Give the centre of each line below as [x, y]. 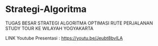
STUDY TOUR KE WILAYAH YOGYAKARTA [49, 28]
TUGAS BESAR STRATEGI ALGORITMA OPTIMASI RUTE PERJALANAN [79, 23]
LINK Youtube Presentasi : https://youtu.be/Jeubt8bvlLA [64, 38]
